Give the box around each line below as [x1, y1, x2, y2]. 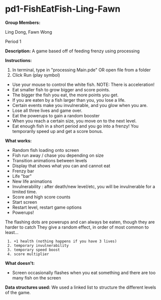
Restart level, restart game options [12, 204, 82, 210]
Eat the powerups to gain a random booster [12, 112, 100, 118]
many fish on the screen [12, 275, 61, 280]
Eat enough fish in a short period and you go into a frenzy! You [12, 123, 138, 129]
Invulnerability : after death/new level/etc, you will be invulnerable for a [12, 183, 156, 189]
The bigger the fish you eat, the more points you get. [12, 92, 119, 98]
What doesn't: [5, 260, 35, 266]
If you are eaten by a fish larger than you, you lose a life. [12, 97, 126, 103]
